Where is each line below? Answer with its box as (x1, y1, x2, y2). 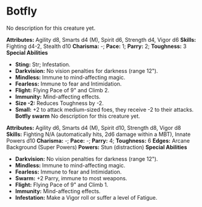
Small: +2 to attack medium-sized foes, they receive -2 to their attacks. (15, 106, 194, 113)
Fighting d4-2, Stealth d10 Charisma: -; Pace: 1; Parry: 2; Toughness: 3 (6, 42, 187, 50)
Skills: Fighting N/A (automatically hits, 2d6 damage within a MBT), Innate (6, 131, 191, 138)
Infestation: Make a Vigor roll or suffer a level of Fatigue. (15, 194, 158, 201)
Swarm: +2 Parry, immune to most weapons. (15, 174, 127, 182)
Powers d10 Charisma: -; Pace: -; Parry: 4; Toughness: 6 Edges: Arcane (6, 137, 190, 144)
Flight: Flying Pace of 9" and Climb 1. (15, 181, 109, 188)
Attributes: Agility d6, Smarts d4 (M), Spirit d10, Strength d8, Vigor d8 (6, 124, 181, 131)
